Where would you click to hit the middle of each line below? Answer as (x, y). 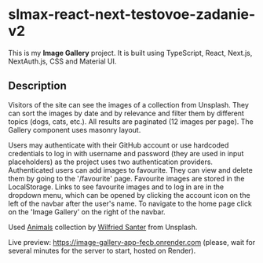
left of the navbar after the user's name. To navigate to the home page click (130, 203)
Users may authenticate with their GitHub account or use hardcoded (119, 145)
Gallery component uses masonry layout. (75, 130)
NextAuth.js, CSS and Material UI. (62, 61)
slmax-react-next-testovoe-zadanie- (132, 15)
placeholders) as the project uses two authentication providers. (111, 162)
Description (37, 86)
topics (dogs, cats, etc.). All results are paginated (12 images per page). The (131, 121)
